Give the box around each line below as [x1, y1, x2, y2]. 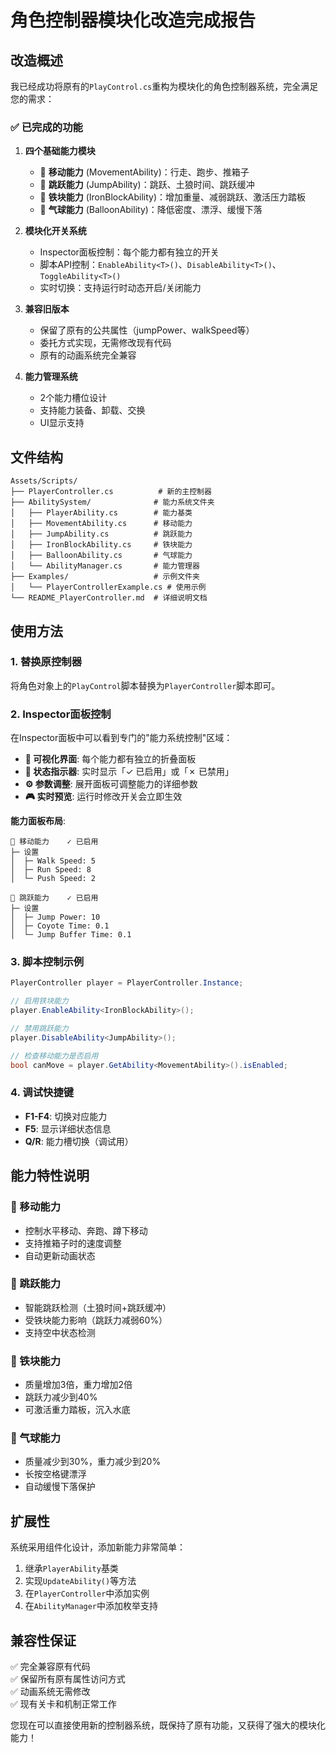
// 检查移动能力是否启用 [10, 1051, 99, 1061]
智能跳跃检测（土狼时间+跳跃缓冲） [24, 1301, 172, 1313]
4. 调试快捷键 [10, 1086, 75, 1100]
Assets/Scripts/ [10, 476, 78, 486]
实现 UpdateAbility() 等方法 [24, 1575, 137, 1587]
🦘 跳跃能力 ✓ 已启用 [10, 893, 99, 903]
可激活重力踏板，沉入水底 [24, 1404, 131, 1416]
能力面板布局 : [10, 815, 67, 827]
